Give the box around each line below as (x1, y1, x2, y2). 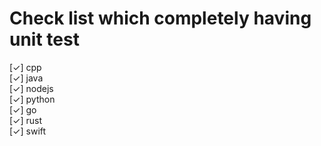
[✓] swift (9, 125, 47, 137)
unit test (9, 28, 80, 51)
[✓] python (9, 93, 56, 105)
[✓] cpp (9, 61, 42, 73)
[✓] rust (9, 114, 43, 126)
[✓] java (9, 72, 44, 84)
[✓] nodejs (9, 82, 54, 94)
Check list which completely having (9, 7, 312, 30)
